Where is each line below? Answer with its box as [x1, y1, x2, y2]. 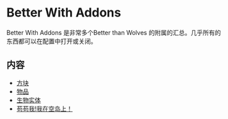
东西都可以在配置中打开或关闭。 [6, 36, 97, 45]
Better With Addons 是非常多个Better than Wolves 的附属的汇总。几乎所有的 [6, 28, 221, 36]
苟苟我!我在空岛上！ [16, 105, 73, 113]
